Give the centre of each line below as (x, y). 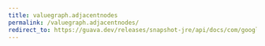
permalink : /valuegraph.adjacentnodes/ (74, 23)
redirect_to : (30, 30)
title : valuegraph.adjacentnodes (63, 15)
